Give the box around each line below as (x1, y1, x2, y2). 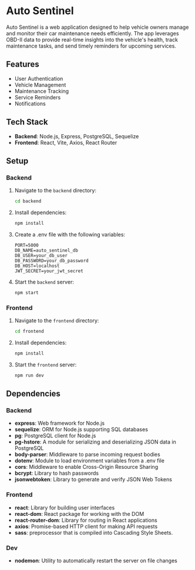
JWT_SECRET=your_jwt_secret (14, 268, 83, 274)
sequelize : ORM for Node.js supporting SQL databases (14, 426, 149, 433)
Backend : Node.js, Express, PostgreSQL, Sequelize (14, 132, 139, 139)
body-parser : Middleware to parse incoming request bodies (14, 451, 160, 458)
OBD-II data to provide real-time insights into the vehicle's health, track (6, 36, 178, 43)
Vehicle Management (14, 81, 66, 88)
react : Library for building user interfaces (14, 504, 115, 511)
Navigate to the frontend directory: (14, 317, 99, 324)
